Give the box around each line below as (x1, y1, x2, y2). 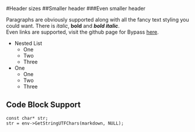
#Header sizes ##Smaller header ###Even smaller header (6, 5, 146, 12)
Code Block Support (6, 100, 81, 110)
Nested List (14, 40, 43, 47)
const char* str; (6, 115, 48, 121)
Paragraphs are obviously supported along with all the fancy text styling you (6, 16, 189, 23)
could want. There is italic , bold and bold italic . (6, 23, 120, 29)
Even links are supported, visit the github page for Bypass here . (6, 28, 159, 35)
